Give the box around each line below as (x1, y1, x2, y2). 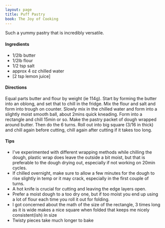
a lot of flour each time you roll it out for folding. (12, 196, 110, 202)
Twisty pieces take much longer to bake (12, 217, 94, 223)
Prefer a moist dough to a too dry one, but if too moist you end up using (12, 191, 159, 197)
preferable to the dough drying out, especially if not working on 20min (12, 159, 156, 165)
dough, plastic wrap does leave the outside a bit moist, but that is (12, 154, 145, 160)
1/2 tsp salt (12, 63, 35, 69)
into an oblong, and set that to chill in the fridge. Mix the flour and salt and (5, 101, 156, 107)
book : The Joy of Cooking (5, 16, 58, 21)
